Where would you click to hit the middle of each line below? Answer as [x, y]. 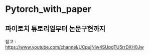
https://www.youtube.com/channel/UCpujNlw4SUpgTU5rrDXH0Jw [74, 47]
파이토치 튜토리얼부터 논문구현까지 [55, 28]
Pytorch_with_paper [48, 9]
